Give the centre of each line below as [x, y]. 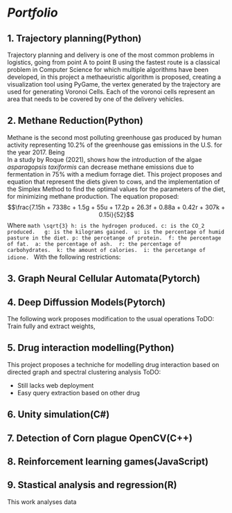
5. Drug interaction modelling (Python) [91, 348]
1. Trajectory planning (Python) [74, 38]
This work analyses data [42, 502]
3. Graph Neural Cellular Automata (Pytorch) [104, 279]
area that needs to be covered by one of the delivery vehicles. [96, 99]
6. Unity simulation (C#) [59, 414]
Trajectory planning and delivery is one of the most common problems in [111, 55]
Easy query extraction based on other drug [79, 393]
